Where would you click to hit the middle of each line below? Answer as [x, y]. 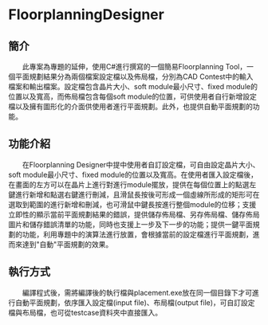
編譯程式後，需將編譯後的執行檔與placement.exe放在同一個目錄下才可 [137, 292]
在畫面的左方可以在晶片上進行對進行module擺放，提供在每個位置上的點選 [129, 184]
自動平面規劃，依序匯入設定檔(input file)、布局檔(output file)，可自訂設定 [135, 302]
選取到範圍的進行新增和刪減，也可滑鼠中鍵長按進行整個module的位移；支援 [132, 204]
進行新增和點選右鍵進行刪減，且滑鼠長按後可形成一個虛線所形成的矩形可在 [137, 194]
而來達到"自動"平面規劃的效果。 [61, 244]
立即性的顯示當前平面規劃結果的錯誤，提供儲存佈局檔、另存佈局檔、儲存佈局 [134, 214]
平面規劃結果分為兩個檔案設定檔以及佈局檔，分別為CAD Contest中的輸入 [134, 76]
